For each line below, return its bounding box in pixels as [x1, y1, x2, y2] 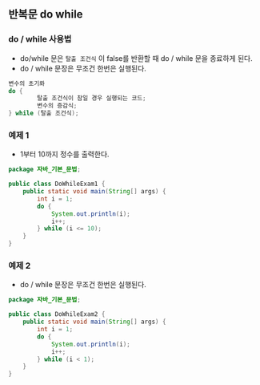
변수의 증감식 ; [37, 102, 78, 110]
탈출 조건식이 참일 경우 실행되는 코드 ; [37, 95, 146, 103]
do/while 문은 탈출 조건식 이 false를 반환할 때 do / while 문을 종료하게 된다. [19, 53, 254, 63]
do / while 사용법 [8, 34, 72, 45]
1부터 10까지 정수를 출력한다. [19, 149, 110, 159]
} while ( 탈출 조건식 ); [8, 109, 79, 118]
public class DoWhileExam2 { [8, 310, 106, 318]
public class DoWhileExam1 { [8, 180, 106, 188]
